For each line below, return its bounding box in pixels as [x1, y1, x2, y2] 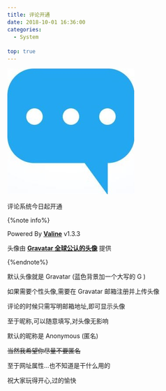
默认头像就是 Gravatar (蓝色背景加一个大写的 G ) [7, 272, 146, 281]
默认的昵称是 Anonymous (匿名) [7, 332, 99, 340]
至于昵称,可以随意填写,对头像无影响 [7, 317, 110, 325]
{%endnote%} [7, 258, 49, 266]
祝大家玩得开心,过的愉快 [7, 376, 77, 384]
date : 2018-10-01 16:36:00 [7, 18, 86, 26]
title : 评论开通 [7, 11, 50, 18]
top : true [7, 48, 36, 55]
